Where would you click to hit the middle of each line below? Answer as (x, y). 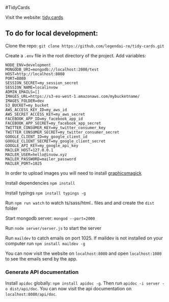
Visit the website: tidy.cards (34, 17)
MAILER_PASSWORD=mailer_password (41, 159)
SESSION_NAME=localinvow (32, 87)
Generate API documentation (42, 272)
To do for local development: (52, 34)
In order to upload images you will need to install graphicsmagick (73, 173)
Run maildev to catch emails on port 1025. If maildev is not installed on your (84, 238)
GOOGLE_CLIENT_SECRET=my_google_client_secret (55, 141)
